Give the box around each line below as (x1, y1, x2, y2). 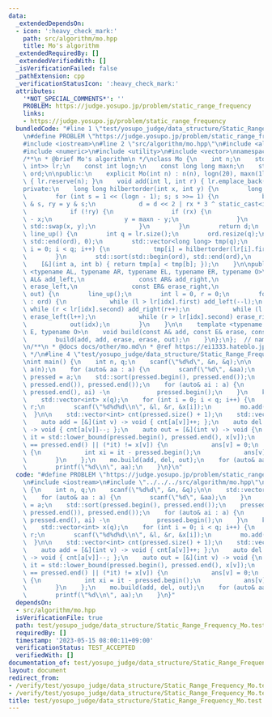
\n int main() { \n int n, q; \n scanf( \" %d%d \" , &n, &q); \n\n (23, 358, 252, 367)
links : (23, 110, 45, 118)
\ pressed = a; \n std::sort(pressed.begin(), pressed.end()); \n (23, 373, 255, 381)
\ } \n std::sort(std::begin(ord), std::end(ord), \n (23, 252, 252, 261)
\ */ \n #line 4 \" (23, 350, 82, 358)
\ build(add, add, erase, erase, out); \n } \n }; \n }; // (23, 335, 252, 344)
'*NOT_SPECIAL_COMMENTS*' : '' (23, 95, 125, 103)
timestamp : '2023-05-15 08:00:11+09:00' (15, 636, 154, 644)
